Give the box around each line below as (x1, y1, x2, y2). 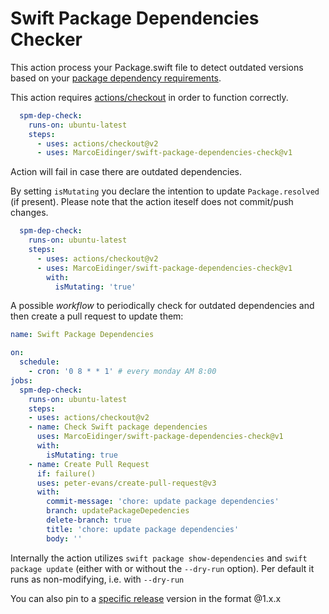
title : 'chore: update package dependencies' (46, 524, 240, 534)
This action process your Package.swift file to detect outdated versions (10, 61, 304, 73)
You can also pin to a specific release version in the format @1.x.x (10, 592, 282, 604)
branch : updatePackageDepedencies (46, 506, 190, 516)
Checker (10, 28, 83, 51)
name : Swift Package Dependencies (10, 330, 155, 340)
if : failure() (36, 468, 97, 479)
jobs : (10, 375, 33, 386)
